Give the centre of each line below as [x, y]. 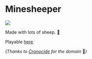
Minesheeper [33, 9]
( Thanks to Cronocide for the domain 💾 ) [46, 51]
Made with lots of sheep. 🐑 [33, 32]
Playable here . [20, 42]
